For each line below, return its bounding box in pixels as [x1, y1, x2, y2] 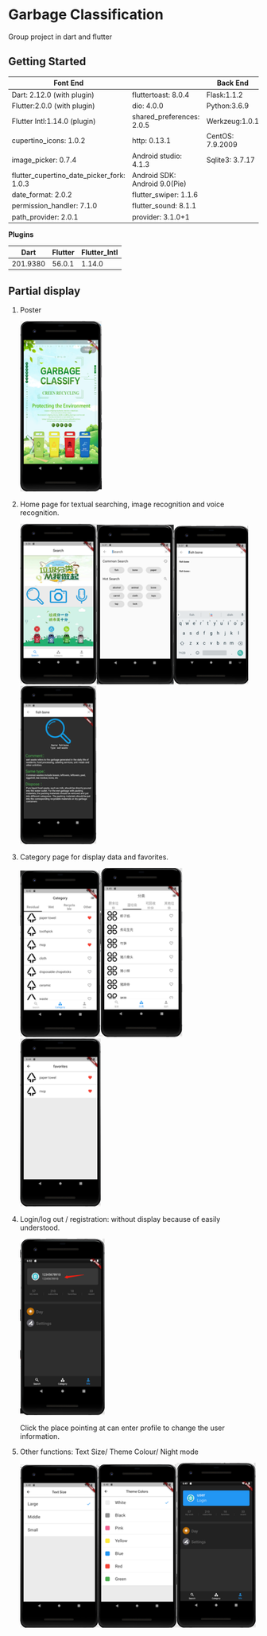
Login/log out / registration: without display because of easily [19, 1215, 221, 1224]
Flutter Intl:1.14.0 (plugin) [11, 116, 96, 126]
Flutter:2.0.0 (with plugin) [11, 101, 95, 110]
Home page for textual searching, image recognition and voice [19, 499, 225, 509]
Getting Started [8, 55, 87, 68]
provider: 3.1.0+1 [132, 212, 190, 222]
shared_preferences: [132, 112, 200, 121]
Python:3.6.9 [206, 101, 250, 110]
